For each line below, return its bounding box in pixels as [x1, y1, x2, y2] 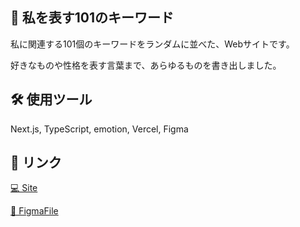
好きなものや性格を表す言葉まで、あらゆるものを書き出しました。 [10, 59, 282, 71]
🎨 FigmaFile [10, 205, 59, 217]
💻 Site [10, 182, 38, 194]
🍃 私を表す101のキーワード [10, 9, 175, 27]
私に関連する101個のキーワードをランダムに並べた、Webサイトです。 [10, 38, 295, 50]
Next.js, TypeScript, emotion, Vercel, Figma [10, 123, 189, 135]
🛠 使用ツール [10, 91, 93, 108]
